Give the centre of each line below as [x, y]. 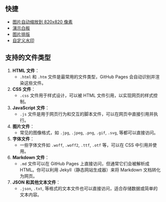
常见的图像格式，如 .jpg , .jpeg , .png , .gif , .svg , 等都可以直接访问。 [89, 133]
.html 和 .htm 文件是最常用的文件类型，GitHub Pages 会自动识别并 [87, 76]
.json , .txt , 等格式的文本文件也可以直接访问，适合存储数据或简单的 [88, 188]
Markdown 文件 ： [31, 157]
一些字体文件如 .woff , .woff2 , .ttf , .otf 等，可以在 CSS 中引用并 [86, 145]
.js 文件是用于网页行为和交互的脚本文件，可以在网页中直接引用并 [87, 114]
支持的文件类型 [28, 58]
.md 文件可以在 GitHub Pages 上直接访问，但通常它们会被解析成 [84, 163]
